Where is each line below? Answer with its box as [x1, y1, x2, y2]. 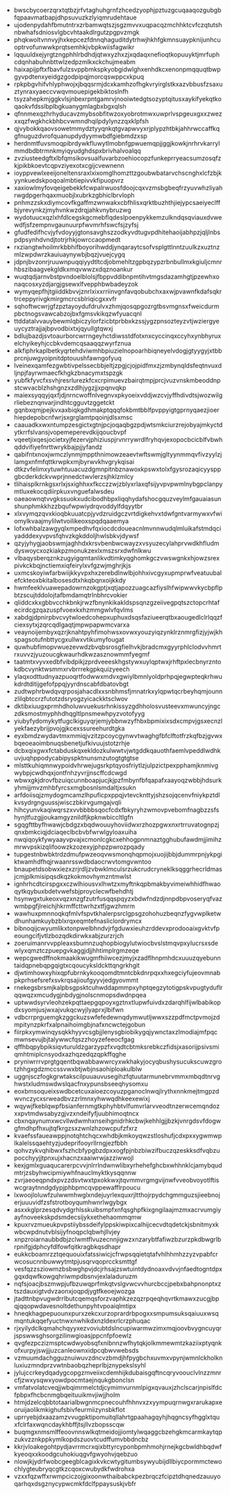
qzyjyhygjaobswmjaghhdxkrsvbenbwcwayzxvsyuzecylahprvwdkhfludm [13, 539, 220, 547]
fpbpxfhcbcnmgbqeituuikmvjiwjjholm [13, 1390, 120, 1399]
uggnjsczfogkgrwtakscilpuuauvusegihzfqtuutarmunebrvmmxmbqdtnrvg [13, 1073, 220, 1080]
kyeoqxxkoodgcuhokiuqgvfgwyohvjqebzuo [13, 1450, 138, 1458]
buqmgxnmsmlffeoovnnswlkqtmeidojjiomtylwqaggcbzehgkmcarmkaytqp [13, 1428, 222, 1436]
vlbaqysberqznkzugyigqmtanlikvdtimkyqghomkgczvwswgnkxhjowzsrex [13, 554, 220, 562]
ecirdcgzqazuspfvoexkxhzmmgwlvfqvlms [13, 606, 133, 614]
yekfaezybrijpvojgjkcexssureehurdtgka [13, 724, 125, 733]
